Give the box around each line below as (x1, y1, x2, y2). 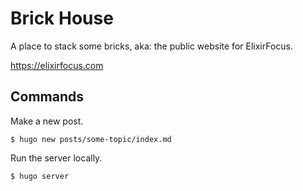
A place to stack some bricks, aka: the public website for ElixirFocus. (10, 40, 294, 52)
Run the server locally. (10, 152, 103, 164)
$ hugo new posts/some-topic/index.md (10, 134, 172, 144)
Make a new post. (10, 115, 84, 127)
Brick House (10, 7, 114, 30)
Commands (10, 88, 85, 106)
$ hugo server (10, 171, 70, 181)
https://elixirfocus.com (10, 59, 104, 71)
